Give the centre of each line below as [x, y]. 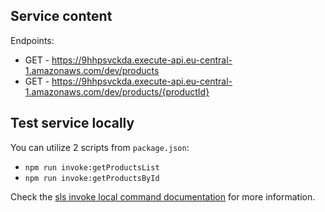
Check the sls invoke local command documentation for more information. [163, 196]
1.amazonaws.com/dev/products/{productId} [117, 91]
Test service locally [72, 123]
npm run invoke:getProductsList [92, 167]
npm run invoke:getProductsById [92, 178]
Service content [61, 16]
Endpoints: [32, 40]
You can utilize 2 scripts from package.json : [100, 147]
